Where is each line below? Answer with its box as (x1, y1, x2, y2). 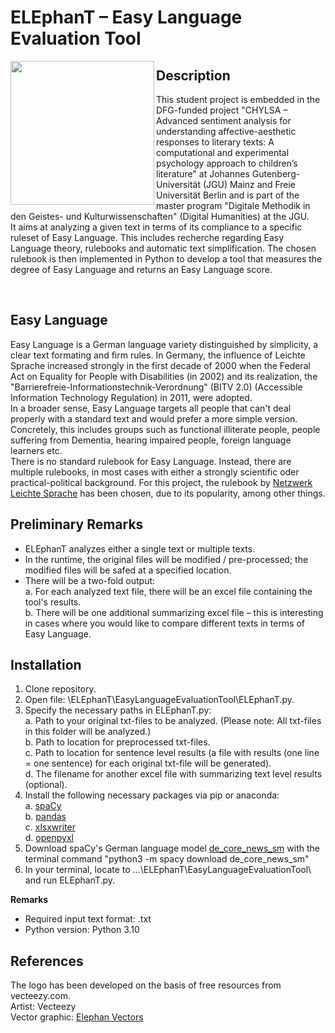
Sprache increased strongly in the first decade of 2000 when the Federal (10, 359, 311, 371)
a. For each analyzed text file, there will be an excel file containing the (24, 585, 313, 597)
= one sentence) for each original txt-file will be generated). (24, 757, 272, 770)
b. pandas (24, 811, 67, 823)
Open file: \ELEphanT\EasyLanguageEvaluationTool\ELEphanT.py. (24, 694, 295, 706)
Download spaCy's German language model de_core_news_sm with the (24, 842, 320, 855)
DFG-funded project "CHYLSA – (156, 104, 288, 116)
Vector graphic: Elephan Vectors (10, 1011, 144, 1023)
